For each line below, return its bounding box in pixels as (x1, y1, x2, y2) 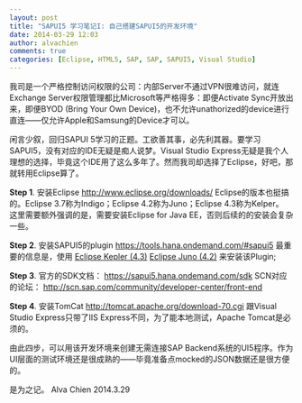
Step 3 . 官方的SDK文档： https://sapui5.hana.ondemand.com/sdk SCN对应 (9, 270, 288, 280)
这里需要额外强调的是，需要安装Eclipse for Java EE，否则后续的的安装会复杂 (9, 209, 294, 220)
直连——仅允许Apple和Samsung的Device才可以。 (9, 114, 195, 125)
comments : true (9, 47, 67, 56)
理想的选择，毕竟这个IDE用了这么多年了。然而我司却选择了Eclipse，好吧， (9, 157, 286, 167)
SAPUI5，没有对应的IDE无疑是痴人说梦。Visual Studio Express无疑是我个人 (9, 145, 288, 156)
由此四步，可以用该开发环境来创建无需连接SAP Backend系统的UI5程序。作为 (9, 343, 294, 353)
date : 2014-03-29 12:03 (9, 30, 99, 39)
